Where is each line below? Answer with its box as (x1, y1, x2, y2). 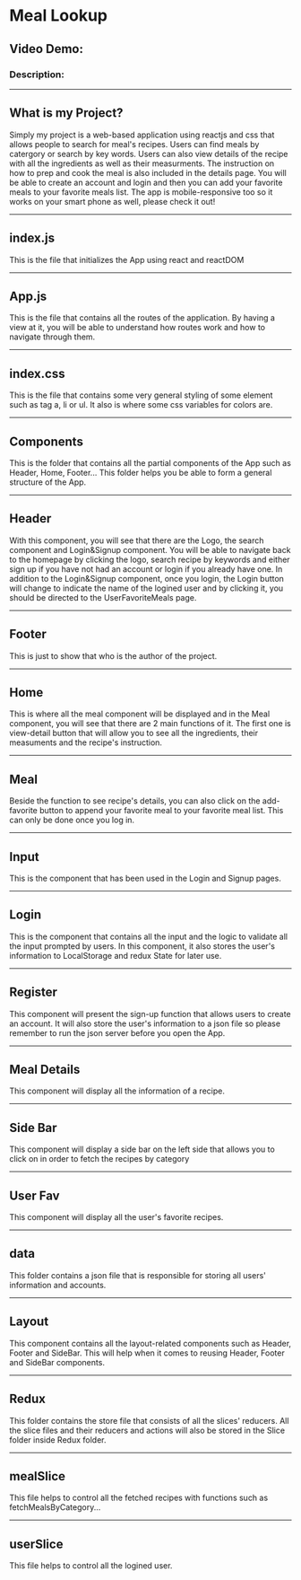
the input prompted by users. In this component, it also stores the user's (9, 940, 276, 952)
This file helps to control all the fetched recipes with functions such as (9, 1492, 269, 1504)
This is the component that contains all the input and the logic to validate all (9, 931, 288, 942)
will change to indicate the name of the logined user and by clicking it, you (9, 583, 284, 593)
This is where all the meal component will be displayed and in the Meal (9, 708, 271, 719)
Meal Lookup (9, 5, 108, 26)
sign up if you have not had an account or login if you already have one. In (9, 563, 283, 575)
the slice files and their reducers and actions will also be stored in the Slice (9, 1425, 285, 1435)
